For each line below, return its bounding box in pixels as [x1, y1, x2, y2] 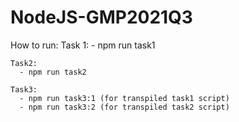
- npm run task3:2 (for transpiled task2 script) [19, 102, 230, 112]
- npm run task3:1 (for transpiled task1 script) [19, 93, 230, 103]
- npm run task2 [19, 67, 87, 77]
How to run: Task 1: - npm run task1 [10, 39, 156, 51]
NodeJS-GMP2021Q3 [10, 6, 193, 29]
